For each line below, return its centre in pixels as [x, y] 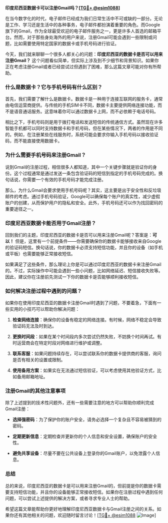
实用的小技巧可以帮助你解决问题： [44, 309]
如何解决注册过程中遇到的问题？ [44, 291]
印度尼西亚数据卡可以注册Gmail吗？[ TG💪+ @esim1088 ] [63, 8]
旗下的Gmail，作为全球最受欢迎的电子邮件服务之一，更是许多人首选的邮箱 [81, 31]
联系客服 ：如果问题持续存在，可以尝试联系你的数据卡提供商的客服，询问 [87, 354]
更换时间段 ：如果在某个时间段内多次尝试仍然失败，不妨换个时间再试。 [85, 337]
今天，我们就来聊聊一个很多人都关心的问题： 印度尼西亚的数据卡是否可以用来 [84, 54]
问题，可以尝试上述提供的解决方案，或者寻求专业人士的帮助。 [69, 498]
